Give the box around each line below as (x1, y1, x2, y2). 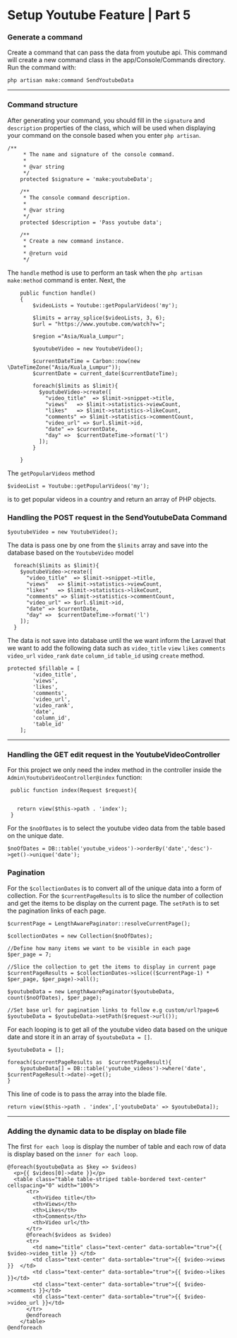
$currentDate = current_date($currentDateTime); (32, 369, 178, 377)
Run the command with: (7, 64, 76, 72)
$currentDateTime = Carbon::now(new (32, 357, 140, 365)
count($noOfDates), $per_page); (7, 994, 102, 1001)
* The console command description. (23, 194, 131, 201)
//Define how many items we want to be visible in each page (7, 945, 191, 952)
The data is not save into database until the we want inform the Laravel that (7, 637, 226, 645)
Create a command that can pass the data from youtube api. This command (7, 48, 227, 57)
